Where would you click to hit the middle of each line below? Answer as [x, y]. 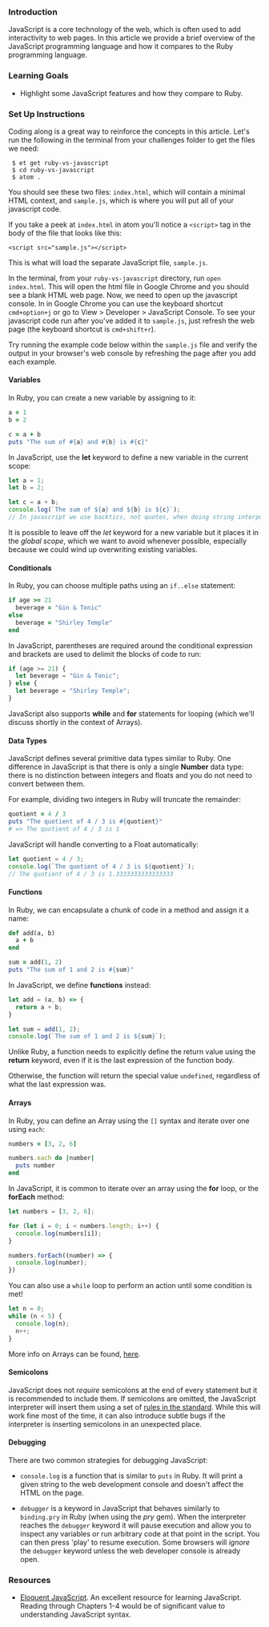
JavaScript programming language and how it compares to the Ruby [121, 46]
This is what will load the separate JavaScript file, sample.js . [108, 262]
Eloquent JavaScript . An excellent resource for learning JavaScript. [130, 1597]
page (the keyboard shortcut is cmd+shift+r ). [82, 329]
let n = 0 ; [26, 1309]
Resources [30, 1580]
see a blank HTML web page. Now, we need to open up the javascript [123, 295]
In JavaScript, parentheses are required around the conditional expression [131, 645]
